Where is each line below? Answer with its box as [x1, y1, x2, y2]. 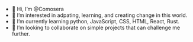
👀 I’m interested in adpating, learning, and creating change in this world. [11, 12, 188, 19]
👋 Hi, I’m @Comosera [11, 6, 64, 12]
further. [11, 30, 31, 37]
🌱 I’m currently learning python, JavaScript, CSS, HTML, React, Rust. [11, 18, 179, 24]
